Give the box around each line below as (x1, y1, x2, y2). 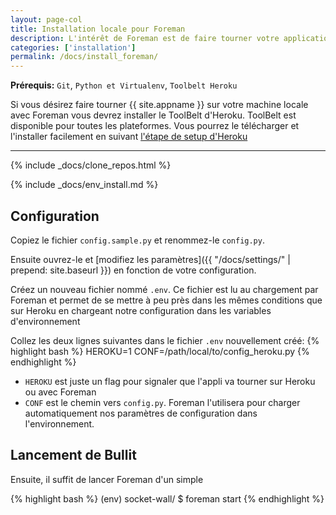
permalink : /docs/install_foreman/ (10, 52, 159, 62)
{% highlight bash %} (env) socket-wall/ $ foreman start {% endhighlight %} (10, 492, 325, 505)
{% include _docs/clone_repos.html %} (10, 159, 172, 171)
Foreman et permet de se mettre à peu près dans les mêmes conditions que (10, 294, 323, 306)
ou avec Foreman (24, 386, 97, 398)
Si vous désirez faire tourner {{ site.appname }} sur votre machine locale (10, 99, 309, 111)
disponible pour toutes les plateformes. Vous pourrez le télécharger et (10, 120, 300, 132)
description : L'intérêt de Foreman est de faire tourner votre (10, 33, 280, 43)
